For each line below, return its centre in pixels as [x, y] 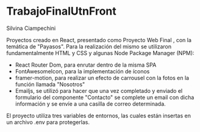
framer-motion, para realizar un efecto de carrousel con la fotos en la [102, 78]
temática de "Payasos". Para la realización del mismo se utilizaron [89, 46]
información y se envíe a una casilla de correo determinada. [90, 104]
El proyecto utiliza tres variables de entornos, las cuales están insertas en [98, 116]
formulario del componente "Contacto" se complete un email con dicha [105, 97]
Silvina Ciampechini [31, 28]
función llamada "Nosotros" [50, 84]
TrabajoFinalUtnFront [62, 11]
